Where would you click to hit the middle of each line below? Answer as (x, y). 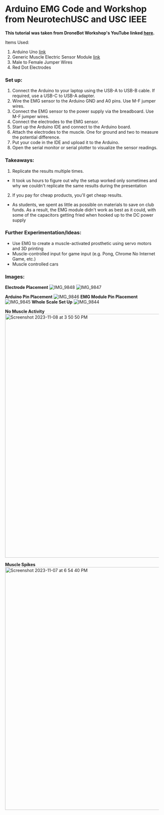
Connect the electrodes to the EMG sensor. (55, 122)
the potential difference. (36, 137)
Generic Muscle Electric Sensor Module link (56, 57)
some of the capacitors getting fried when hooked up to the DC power (83, 215)
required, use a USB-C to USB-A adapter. (53, 96)
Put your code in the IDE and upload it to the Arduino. (66, 143)
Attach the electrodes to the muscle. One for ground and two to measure (85, 132)
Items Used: (17, 42)
